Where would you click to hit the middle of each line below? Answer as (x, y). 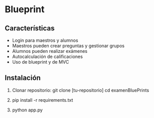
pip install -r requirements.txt (42, 100)
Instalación (23, 78)
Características (30, 28)
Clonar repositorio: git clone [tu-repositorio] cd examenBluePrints (81, 90)
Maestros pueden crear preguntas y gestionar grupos (68, 46)
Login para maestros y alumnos (45, 40)
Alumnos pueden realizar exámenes (50, 51)
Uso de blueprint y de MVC (40, 62)
